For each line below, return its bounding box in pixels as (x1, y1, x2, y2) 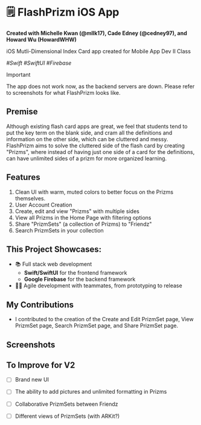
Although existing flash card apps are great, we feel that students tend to (6, 123, 188, 130)
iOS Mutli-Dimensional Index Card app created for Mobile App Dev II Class (6, 47, 191, 55)
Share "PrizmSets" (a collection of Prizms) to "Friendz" (14, 220, 152, 228)
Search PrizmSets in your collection (14, 226, 104, 234)
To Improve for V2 (6, 360, 75, 370)
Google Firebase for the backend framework (24, 276, 136, 283)
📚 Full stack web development (14, 261, 92, 268)
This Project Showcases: (6, 244, 102, 254)
